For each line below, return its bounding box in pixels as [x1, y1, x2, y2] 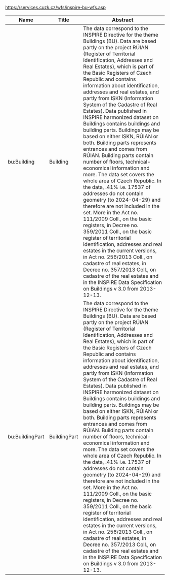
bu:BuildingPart [8, 433, 45, 440]
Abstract [112, 16, 134, 23]
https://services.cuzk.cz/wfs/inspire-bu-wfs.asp [5, 5, 106, 10]
